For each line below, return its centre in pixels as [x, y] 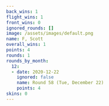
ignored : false [35, 77]
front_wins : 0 [24, 22]
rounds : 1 [18, 55]
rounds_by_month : [27, 61]
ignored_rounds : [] [30, 28]
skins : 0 [17, 94]
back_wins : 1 [22, 11]
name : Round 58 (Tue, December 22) [60, 83]
